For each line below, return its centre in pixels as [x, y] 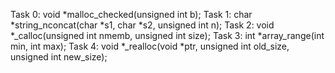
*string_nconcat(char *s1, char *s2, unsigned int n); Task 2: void [142, 25]
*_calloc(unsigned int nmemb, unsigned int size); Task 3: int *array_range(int [167, 35]
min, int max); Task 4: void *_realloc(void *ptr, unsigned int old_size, [150, 46]
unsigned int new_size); [59, 57]
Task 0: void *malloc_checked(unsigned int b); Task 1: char [131, 14]
